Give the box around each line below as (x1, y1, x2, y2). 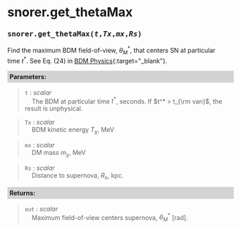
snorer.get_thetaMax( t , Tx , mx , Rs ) (7, 30, 142, 39)
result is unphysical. (24, 104, 83, 113)
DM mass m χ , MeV (31, 149, 86, 159)
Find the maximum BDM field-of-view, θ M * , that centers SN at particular (7, 45, 216, 56)
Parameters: (9, 72, 47, 81)
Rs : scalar (24, 163, 55, 172)
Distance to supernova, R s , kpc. (31, 171, 124, 181)
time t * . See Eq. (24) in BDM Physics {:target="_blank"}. (7, 55, 168, 65)
